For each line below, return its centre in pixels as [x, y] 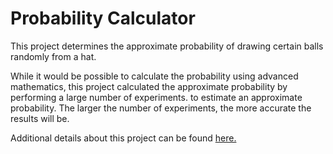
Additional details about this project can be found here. [123, 138]
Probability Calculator [103, 18]
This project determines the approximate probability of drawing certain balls [167, 46]
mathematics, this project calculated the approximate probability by [149, 86]
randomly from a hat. [53, 56]
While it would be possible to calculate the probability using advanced [154, 76]
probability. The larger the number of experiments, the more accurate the [161, 108]
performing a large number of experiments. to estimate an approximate [156, 97]
